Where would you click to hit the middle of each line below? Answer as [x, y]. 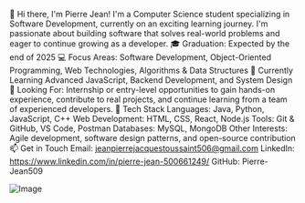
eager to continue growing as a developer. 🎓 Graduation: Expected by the [150, 44]
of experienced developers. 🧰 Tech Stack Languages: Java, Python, [137, 109]
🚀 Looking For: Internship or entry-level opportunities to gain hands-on [142, 90]
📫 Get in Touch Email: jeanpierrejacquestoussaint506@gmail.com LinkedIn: [152, 148]
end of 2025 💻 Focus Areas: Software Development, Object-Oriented [141, 57]
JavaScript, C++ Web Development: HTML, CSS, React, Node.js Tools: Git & [152, 119]
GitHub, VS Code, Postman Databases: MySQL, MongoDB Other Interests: [148, 128]
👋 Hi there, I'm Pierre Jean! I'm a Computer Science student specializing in [150, 14]
